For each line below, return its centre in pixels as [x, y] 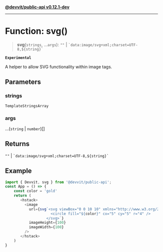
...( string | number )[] [25, 129]
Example [18, 171]
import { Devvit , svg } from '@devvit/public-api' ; [58, 182]
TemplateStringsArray [27, 106]
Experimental [18, 58]
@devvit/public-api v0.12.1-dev [37, 7]
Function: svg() [36, 31]
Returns [17, 144]
